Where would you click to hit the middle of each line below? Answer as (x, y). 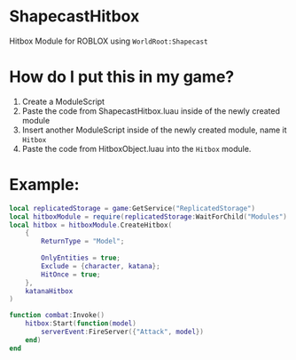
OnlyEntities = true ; (81, 258)
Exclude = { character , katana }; (101, 266)
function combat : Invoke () (57, 316)
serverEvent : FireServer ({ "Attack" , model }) (122, 332)
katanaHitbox (49, 291)
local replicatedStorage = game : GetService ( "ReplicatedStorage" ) (132, 208)
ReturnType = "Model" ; (83, 242)
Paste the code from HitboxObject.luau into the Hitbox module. (136, 148)
